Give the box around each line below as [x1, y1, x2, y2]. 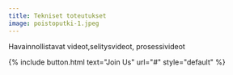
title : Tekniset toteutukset [8, 11, 107, 20]
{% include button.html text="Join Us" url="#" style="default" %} [8, 57, 226, 67]
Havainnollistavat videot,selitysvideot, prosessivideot [8, 41, 186, 51]
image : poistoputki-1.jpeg [8, 19, 100, 27]
